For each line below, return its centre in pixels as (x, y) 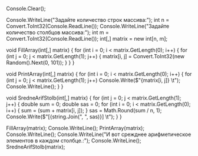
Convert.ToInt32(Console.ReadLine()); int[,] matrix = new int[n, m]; (87, 39)
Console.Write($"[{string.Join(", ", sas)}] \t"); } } (64, 117)
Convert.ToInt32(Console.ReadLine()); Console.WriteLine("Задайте (88, 26)
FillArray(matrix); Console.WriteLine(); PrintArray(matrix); (75, 128)
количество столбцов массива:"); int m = (57, 32)
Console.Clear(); (26, 9)
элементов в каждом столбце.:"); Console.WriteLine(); (74, 140)
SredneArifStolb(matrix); (36, 147)
